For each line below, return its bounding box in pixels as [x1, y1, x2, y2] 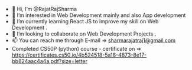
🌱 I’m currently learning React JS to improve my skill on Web [11, 18, 159, 24]
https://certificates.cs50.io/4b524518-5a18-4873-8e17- [11, 51, 147, 58]
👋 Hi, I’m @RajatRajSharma [11, 6, 77, 12]
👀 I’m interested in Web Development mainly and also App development [11, 12, 186, 19]
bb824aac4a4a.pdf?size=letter [11, 58, 87, 64]
